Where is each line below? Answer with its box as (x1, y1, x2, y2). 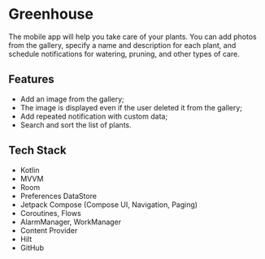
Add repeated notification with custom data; (20, 111, 168, 121)
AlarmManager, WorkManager (20, 217, 122, 227)
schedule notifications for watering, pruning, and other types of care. (8, 49, 240, 58)
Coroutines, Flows (20, 208, 81, 218)
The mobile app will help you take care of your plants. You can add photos (8, 32, 258, 41)
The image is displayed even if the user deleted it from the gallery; (20, 102, 242, 112)
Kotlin (20, 165, 40, 175)
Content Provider (20, 225, 78, 235)
